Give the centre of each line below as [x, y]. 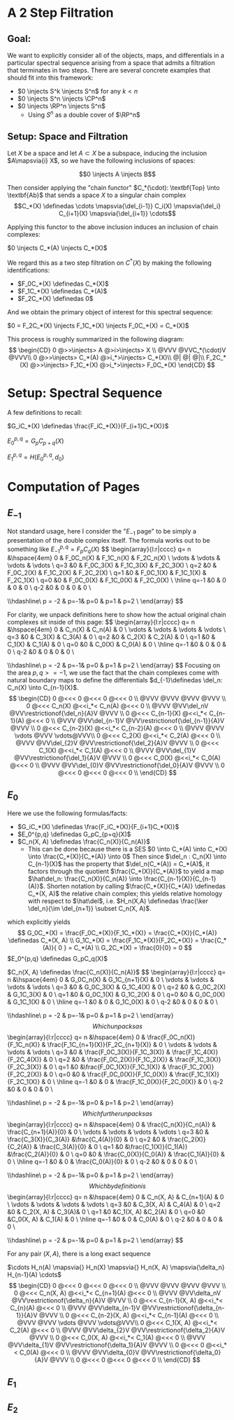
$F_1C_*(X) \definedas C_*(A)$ [62, 291]
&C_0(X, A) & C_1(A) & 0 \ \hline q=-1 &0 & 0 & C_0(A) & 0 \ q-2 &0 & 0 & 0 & [115, 1220]
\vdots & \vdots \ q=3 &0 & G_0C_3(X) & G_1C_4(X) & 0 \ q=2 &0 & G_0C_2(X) [117, 987]
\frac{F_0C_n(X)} [171, 1037]
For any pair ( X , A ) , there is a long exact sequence [79, 1254]
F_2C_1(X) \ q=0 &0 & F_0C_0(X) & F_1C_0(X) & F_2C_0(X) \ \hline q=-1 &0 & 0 [117, 580]
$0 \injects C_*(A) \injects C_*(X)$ [57, 248]
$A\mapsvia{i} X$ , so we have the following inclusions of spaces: [101, 161]
